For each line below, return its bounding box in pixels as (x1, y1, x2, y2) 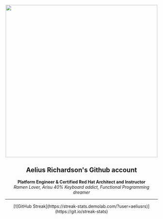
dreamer (73, 189, 90, 195)
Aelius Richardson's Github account (26, 166, 137, 174)
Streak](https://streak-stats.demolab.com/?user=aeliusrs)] (33, 203, 150, 209)
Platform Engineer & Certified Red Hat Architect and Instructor (17, 179, 146, 185)
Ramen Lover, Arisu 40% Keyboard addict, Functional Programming (14, 184, 149, 190)
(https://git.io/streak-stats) (55, 208, 108, 214)
